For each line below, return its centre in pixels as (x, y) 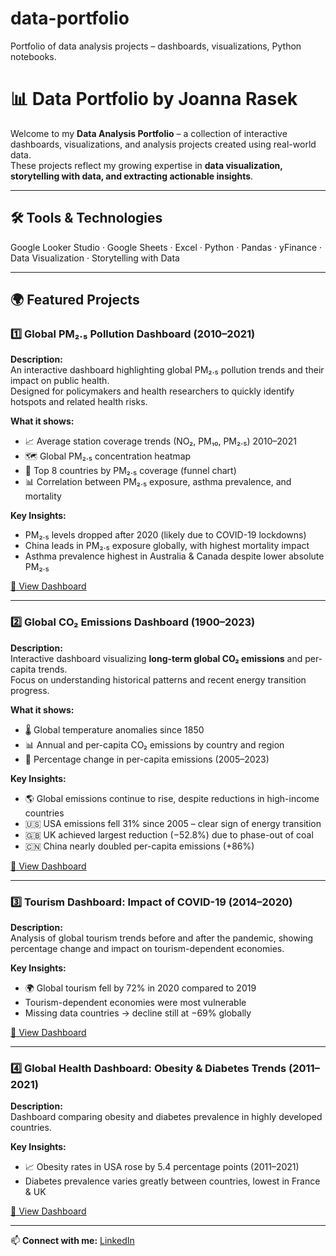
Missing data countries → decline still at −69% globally (138, 1013)
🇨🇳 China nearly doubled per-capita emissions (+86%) (139, 846)
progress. (30, 690)
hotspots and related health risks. (79, 402)
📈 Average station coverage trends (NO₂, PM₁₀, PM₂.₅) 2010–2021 (160, 441)
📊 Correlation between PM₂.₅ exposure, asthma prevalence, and (158, 482)
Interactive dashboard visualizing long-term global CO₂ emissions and (156, 658)
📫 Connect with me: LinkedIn (72, 1241)
